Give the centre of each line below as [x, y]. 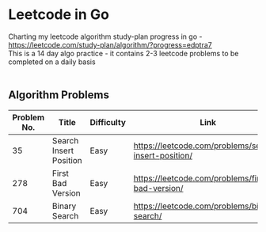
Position [67, 160]
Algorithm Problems [59, 95]
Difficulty [108, 122]
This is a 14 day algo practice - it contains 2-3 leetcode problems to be [123, 53]
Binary [64, 206]
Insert [63, 150]
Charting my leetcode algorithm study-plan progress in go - [105, 36]
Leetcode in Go [59, 15]
